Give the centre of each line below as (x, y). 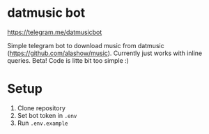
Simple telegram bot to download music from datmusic (86, 45)
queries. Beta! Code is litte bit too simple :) (68, 60)
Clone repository (41, 108)
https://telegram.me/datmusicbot (55, 32)
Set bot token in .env (47, 115)
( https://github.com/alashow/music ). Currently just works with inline (105, 53)
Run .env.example (42, 123)
